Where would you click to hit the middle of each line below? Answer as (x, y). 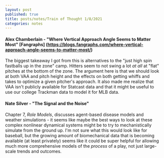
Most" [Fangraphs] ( (26, 44)
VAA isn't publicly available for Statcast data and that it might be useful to (80, 87)
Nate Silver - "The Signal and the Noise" (47, 104)
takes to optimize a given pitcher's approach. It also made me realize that (79, 81)
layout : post (18, 10)
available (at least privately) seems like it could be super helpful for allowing (82, 141)
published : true (22, 14)
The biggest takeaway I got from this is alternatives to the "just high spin (79, 61)
